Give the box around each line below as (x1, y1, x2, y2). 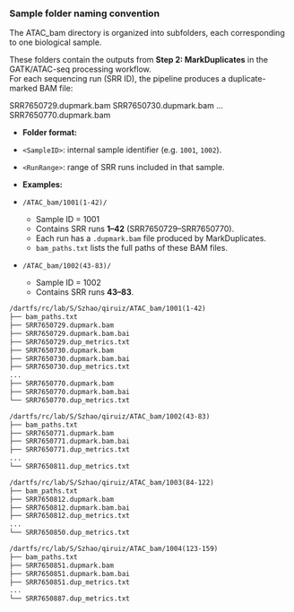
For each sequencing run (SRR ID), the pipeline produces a (9, 73, 227, 84)
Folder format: (22, 127, 78, 138)
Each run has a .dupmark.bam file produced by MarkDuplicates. (35, 233, 267, 244)
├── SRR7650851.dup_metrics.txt (9, 577, 130, 587)
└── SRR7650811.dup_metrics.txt (9, 462, 130, 471)
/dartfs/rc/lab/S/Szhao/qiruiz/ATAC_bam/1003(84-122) (9, 478, 215, 487)
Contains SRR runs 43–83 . (35, 287, 134, 297)
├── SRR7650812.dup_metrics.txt (9, 512, 130, 521)
